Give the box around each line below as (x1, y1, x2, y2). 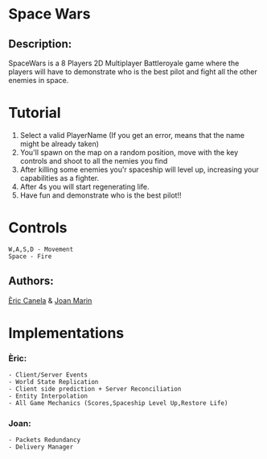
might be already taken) (19, 139, 99, 148)
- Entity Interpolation (8, 392, 88, 400)
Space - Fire (8, 252, 52, 261)
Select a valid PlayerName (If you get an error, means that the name (19, 130, 245, 140)
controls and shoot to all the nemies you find (19, 156, 168, 165)
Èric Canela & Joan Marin (8, 295, 92, 305)
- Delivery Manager (8, 443, 74, 452)
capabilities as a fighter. (19, 173, 100, 182)
